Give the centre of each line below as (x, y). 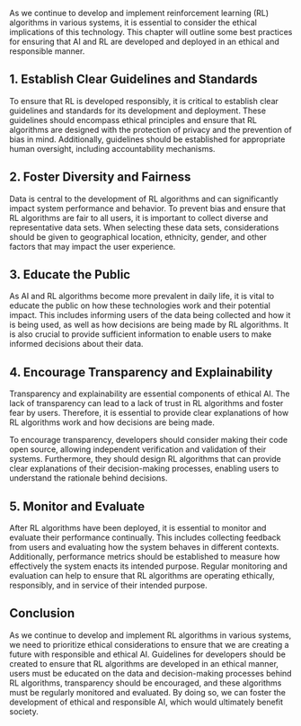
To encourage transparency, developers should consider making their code (149, 440)
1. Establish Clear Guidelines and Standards (133, 80)
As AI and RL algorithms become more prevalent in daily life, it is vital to (142, 297)
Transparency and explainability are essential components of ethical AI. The (150, 394)
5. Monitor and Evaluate (77, 506)
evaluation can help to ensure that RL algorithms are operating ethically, (142, 576)
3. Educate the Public (70, 274)
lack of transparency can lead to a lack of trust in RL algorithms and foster (146, 403)
